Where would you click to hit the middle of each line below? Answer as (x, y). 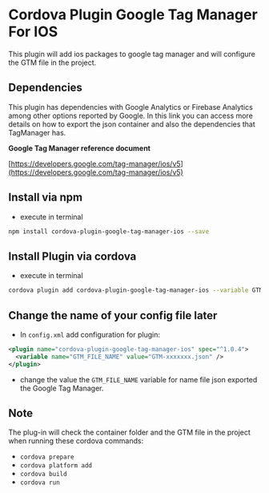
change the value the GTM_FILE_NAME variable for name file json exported (139, 379)
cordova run (40, 483)
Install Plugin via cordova (72, 256)
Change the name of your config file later (113, 315)
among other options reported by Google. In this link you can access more (131, 115)
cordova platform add (56, 466)
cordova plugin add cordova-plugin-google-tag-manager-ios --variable (128, 290)
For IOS (33, 32)
